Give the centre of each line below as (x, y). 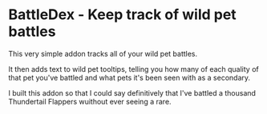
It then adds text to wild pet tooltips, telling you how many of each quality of (133, 69)
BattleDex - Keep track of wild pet (122, 15)
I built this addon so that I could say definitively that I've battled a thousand (132, 92)
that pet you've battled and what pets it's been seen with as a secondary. (129, 77)
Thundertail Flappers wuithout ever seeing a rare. (90, 101)
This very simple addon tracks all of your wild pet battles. (103, 53)
